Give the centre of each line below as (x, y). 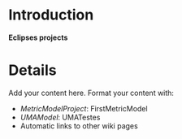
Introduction (51, 15)
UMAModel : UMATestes (60, 117)
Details (32, 70)
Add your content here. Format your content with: (91, 93)
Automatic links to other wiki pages (79, 126)
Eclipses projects (38, 37)
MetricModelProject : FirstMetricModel (84, 108)
